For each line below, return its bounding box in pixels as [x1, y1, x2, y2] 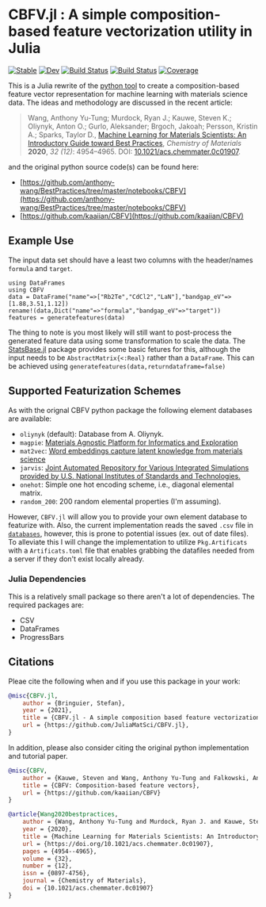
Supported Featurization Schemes [8, 385, 181, 398]
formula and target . [8, 263, 73, 273]
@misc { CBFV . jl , [8, 691, 59, 699]
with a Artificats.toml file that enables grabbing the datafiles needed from [8, 545, 255, 555]
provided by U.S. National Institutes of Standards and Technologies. [19, 471, 241, 480]
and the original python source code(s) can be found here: [8, 162, 199, 171]
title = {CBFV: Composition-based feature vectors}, [22, 781, 200, 790]
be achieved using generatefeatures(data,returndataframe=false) [8, 361, 226, 370]
